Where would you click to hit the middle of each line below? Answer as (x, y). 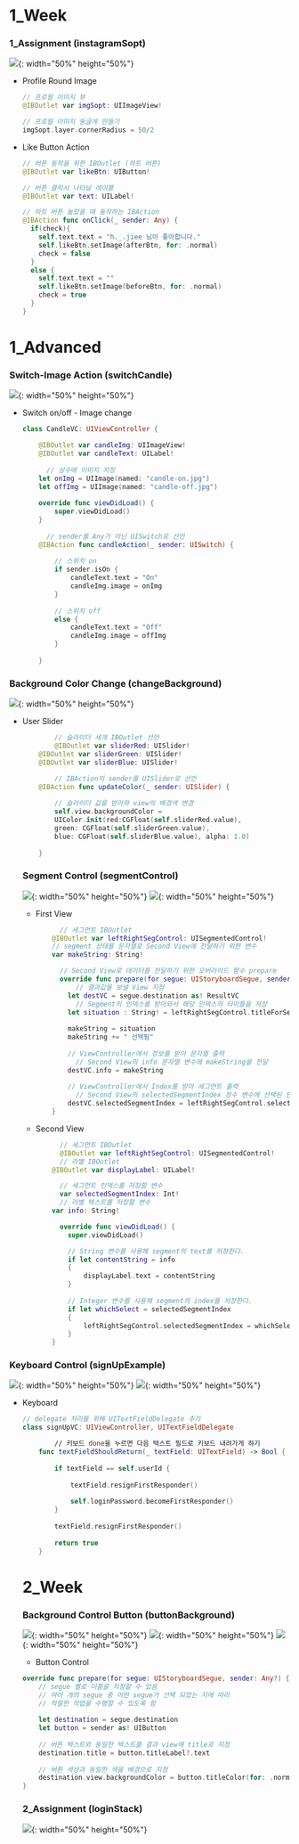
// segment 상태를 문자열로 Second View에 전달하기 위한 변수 (154, 946)
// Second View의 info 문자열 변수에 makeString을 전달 (172, 1062)
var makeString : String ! (98, 955)
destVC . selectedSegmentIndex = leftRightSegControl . (167, 1104)
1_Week (38, 16)
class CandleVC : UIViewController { (90, 429)
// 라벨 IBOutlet (89, 1162)
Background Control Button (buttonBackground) (129, 1615)
